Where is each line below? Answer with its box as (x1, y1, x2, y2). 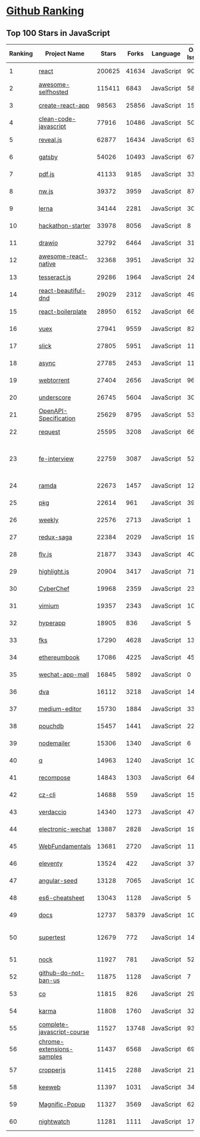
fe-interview (38, 455, 74, 462)
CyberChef (38, 584, 70, 593)
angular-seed (38, 876, 78, 885)
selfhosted (38, 88, 68, 96)
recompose (38, 774, 71, 782)
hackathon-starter (38, 222, 91, 229)
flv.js (38, 550, 52, 558)
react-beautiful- (38, 287, 86, 295)
